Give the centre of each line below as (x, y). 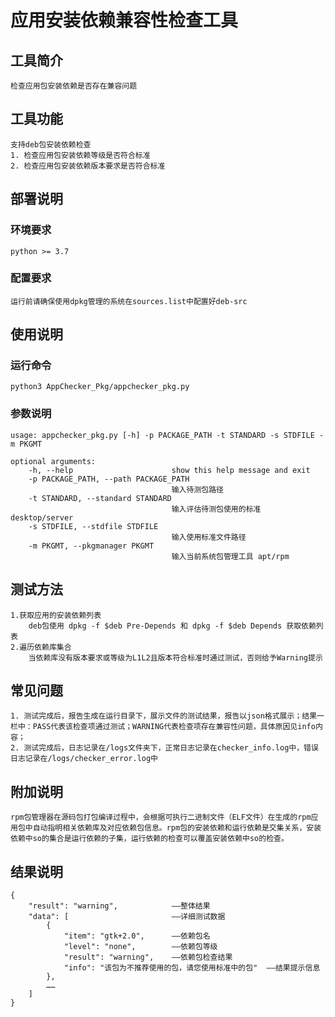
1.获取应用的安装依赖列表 (56, 615)
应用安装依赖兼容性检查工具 (124, 20)
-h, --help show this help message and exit (169, 470)
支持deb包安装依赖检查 (51, 144)
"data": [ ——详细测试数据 (127, 917)
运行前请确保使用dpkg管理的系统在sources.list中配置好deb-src (129, 301)
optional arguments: (53, 461)
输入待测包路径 (197, 489)
